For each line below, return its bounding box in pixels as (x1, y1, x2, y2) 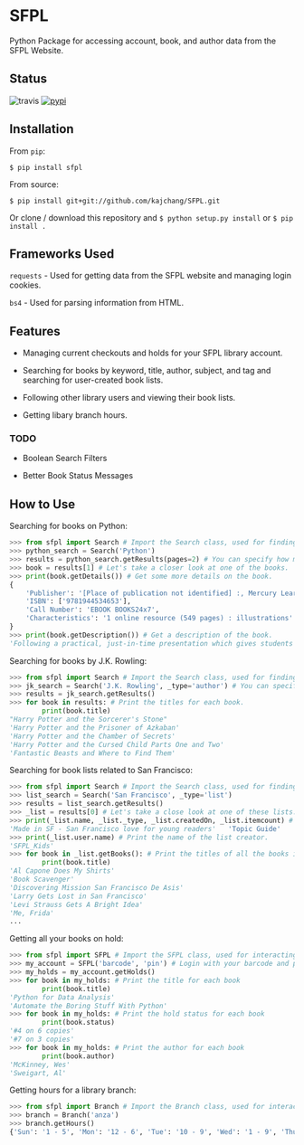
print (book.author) (42, 1051, 116, 1061)
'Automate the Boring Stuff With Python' (9, 1001, 168, 1010)
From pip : (9, 146, 46, 156)
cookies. (9, 279, 42, 290)
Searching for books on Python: (9, 521, 128, 532)
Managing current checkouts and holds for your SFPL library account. (22, 347, 283, 358)
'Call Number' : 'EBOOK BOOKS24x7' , (25, 605, 160, 615)
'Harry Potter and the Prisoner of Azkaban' (9, 723, 180, 733)
